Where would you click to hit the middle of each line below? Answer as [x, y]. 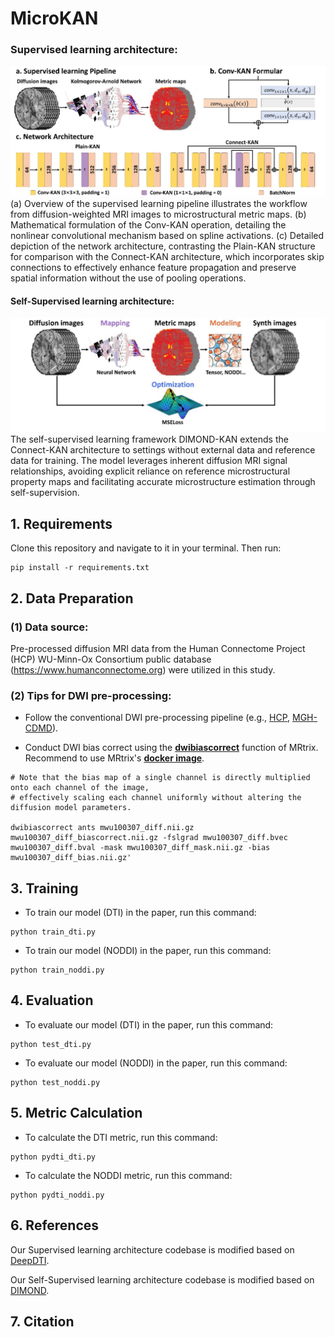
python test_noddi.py [55, 1082]
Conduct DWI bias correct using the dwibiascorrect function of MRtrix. [171, 748]
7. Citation [42, 1321]
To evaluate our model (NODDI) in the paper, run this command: [156, 1063]
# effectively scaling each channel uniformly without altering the [156, 798]
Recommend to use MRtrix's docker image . [114, 758]
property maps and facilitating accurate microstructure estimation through [163, 482]
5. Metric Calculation [76, 1113]
